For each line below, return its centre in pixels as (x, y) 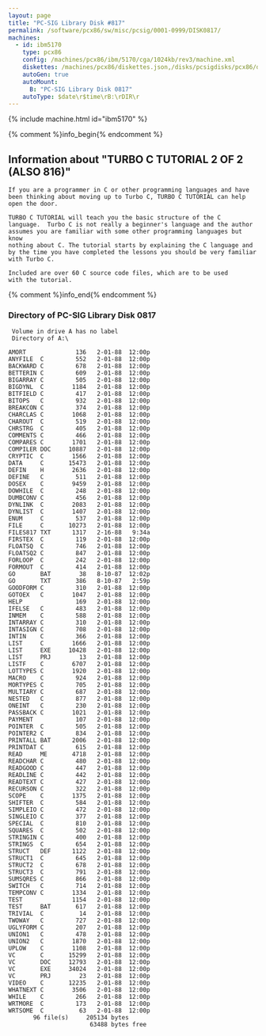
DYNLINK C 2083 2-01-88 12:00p (79, 505)
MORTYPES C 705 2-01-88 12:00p (79, 685)
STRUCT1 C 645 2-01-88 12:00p (79, 859)
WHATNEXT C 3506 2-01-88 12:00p (79, 990)
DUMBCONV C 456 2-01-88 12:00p (79, 498)
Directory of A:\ (40, 339)
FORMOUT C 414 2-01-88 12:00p (79, 567)
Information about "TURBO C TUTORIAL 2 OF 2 (126, 159)
